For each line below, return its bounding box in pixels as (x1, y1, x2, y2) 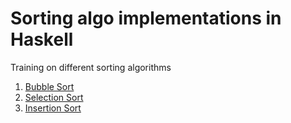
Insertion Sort (24, 102, 82, 114)
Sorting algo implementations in (10, 7, 282, 30)
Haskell (10, 28, 74, 51)
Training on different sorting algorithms (10, 61, 172, 73)
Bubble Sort (24, 80, 75, 92)
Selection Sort (24, 91, 84, 103)
